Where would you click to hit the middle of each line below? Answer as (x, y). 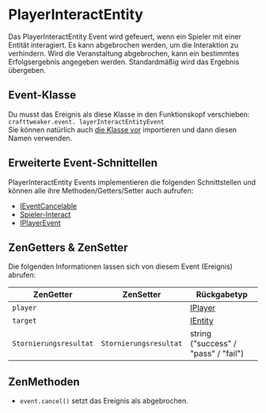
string (201, 334)
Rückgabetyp (222, 295)
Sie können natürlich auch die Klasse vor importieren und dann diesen (123, 129)
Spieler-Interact (45, 214)
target (25, 321)
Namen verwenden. (40, 138)
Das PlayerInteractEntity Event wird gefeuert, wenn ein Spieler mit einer (125, 36)
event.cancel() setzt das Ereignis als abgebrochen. (104, 401)
